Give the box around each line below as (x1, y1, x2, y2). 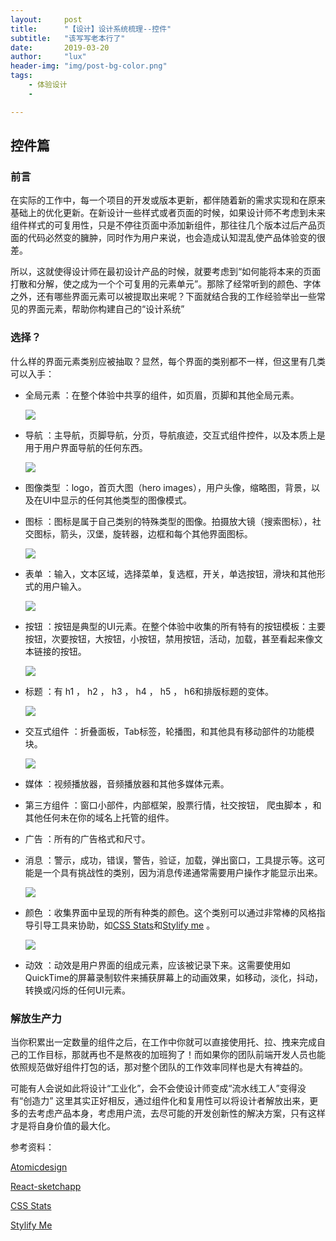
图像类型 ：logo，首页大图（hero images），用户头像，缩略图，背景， (24, 481, 312, 493)
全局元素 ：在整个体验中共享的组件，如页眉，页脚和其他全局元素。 (24, 389, 300, 401)
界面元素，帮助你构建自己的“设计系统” (27, 303, 185, 315)
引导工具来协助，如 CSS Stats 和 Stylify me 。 (33, 919, 216, 931)
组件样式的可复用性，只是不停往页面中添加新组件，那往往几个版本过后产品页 (10, 219, 326, 231)
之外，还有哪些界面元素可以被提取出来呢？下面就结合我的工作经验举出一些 (10, 291, 317, 303)
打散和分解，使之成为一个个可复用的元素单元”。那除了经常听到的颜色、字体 (10, 278, 322, 290)
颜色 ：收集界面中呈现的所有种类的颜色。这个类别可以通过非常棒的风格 (24, 906, 317, 918)
